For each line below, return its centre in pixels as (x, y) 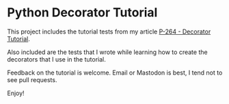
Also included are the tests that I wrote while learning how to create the (107, 52)
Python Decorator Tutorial (82, 13)
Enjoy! (16, 93)
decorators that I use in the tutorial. (56, 59)
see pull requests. (32, 79)
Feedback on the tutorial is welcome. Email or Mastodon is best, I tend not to (115, 73)
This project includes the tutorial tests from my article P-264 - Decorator (109, 31)
